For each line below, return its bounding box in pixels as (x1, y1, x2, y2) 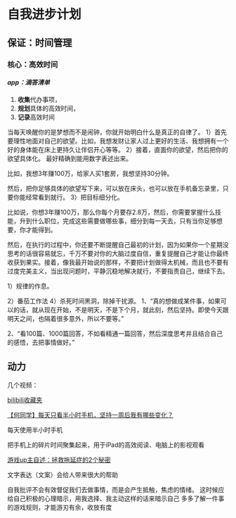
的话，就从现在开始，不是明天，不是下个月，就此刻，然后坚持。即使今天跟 (13, 305, 229, 314)
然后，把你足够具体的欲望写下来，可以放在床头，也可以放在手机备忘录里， (7, 184, 223, 192)
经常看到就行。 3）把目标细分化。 (25, 193, 124, 201)
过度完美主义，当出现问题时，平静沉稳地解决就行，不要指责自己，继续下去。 (7, 267, 229, 275)
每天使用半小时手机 (7, 425, 63, 434)
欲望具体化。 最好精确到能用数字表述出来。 (7, 154, 132, 163)
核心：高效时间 (7, 59, 58, 69)
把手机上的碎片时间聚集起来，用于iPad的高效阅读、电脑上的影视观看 (7, 441, 205, 449)
